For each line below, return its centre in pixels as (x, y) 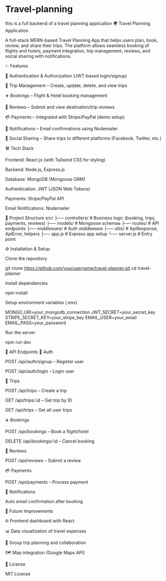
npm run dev (18, 342)
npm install (16, 293)
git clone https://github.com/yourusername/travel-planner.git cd (71, 268)
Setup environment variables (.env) (41, 302)
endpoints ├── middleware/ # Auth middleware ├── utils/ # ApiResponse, (82, 228)
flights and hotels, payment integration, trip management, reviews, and (78, 50)
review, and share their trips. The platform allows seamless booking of (77, 45)
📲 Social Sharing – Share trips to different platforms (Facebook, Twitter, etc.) (83, 138)
